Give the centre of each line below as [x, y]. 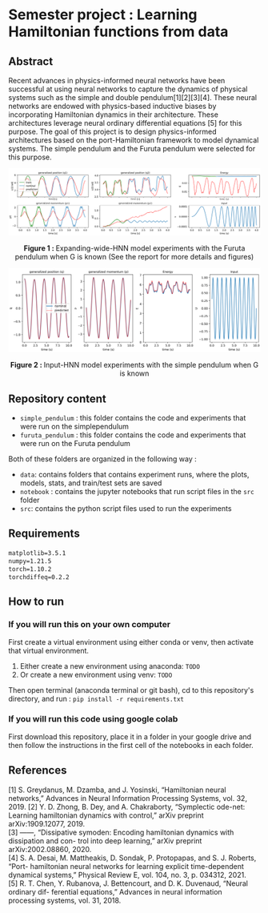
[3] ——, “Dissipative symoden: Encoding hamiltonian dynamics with [121, 832]
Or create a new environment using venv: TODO [96, 674]
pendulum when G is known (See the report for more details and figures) [134, 257]
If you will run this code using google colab [93, 719]
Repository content [57, 398]
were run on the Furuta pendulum [75, 443]
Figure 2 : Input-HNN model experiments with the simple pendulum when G [134, 365]
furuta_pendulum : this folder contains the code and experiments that [133, 435]
